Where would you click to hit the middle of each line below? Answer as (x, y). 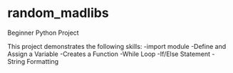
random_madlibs (58, 13)
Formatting (43, 61)
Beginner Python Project (43, 33)
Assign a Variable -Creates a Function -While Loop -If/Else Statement (109, 54)
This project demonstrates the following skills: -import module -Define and (117, 46)
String (16, 61)
